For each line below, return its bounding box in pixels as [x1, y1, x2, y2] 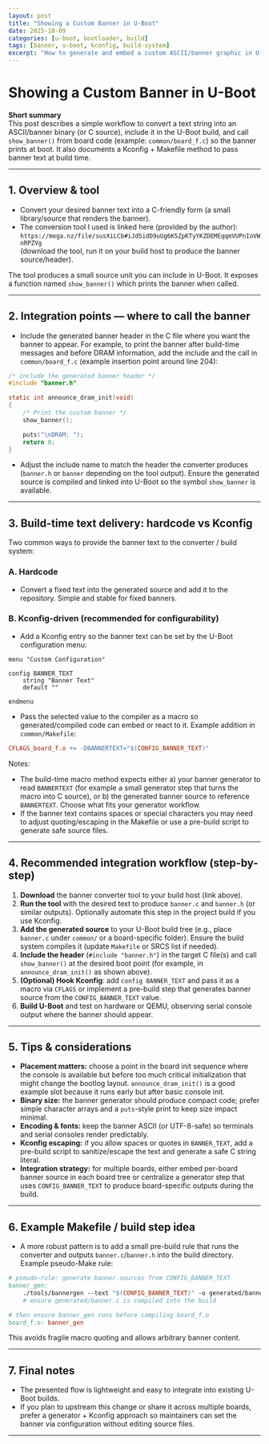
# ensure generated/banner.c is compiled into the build [22, 1296, 217, 1304]
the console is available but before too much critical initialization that [19, 1070, 247, 1080]
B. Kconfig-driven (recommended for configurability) [8, 613, 219, 624]
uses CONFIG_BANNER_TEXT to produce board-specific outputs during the [19, 1181, 254, 1190]
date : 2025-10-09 [8, 26, 66, 35]
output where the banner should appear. [19, 1009, 154, 1019]
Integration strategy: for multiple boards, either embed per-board [19, 1164, 239, 1174]
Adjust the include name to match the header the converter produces [19, 460, 248, 470]
